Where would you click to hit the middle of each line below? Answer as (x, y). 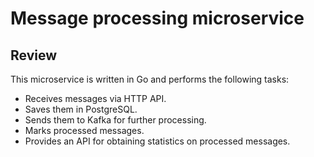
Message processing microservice (157, 18)
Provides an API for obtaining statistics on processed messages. (157, 141)
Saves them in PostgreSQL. (81, 109)
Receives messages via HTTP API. (95, 98)
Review (34, 55)
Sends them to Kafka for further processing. (115, 120)
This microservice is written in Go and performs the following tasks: (150, 79)
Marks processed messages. (84, 130)
